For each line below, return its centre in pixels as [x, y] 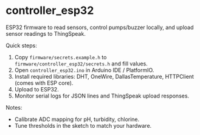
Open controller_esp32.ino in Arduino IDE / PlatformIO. [84, 70]
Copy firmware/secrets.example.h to [60, 57]
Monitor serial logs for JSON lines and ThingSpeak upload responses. [102, 96]
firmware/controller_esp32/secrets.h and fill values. [81, 64]
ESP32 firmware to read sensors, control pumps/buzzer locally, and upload [100, 27]
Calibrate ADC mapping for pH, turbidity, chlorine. [77, 119]
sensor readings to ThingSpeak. [46, 33]
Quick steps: [21, 45]
